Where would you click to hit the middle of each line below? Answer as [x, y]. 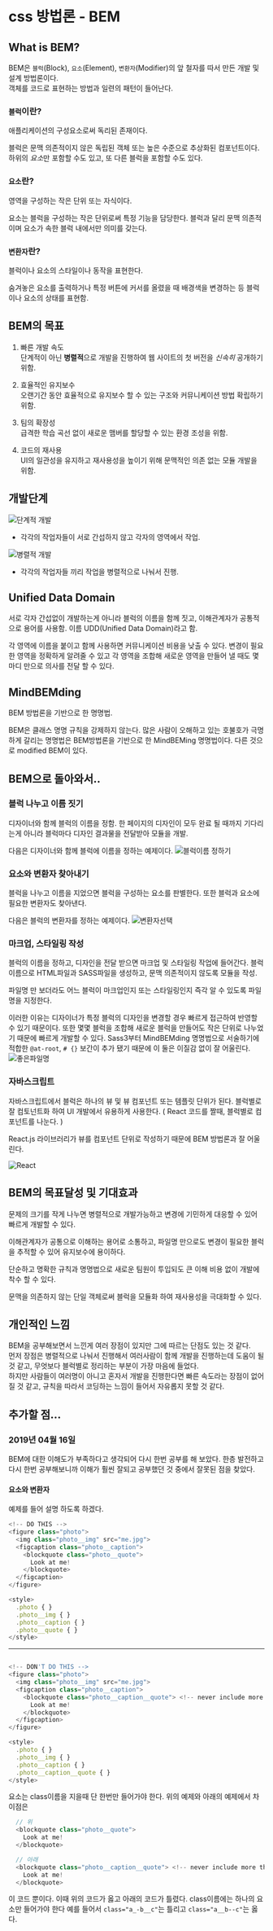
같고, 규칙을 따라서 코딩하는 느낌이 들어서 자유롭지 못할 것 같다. [125, 1386]
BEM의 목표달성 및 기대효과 [73, 1193]
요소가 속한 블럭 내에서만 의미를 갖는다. [85, 228]
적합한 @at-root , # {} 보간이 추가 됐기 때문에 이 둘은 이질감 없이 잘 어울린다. [130, 1048]
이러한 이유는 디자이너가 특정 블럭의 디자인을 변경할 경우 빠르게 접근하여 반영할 [133, 1018]
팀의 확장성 [38, 422]
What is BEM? [44, 47]
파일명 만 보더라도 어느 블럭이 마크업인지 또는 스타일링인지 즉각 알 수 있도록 [128, 990]
